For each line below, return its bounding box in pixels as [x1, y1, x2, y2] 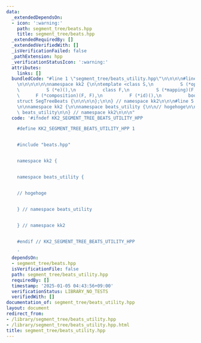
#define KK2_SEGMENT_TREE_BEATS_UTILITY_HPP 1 [17, 126, 135, 132]
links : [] [17, 70, 42, 76]
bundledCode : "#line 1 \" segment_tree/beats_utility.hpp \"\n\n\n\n [11, 76, 184, 82]
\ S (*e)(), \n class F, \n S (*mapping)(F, [17, 87, 197, 93]
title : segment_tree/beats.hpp [17, 31, 95, 37]
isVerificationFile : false [11, 266, 79, 272]
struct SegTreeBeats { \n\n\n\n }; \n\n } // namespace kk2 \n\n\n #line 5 [17, 98, 194, 104]
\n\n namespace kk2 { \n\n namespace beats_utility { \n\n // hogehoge [17, 103, 186, 110]
